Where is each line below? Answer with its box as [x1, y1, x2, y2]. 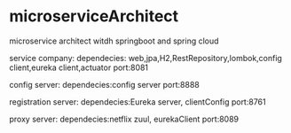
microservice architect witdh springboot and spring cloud [9, 35, 219, 46]
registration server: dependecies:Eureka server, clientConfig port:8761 [9, 96, 266, 107]
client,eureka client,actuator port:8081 [9, 62, 149, 73]
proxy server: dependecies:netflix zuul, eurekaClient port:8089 [9, 113, 240, 124]
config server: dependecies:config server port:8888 [9, 79, 200, 90]
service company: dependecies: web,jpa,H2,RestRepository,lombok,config [9, 52, 282, 63]
